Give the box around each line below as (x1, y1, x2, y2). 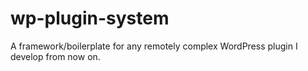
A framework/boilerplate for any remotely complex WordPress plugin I (10, 40, 298, 52)
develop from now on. (10, 50, 101, 62)
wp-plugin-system (10, 7, 170, 30)
